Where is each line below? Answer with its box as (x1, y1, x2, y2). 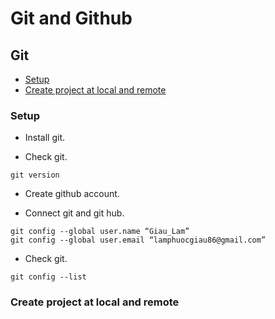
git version (10, 170, 60, 181)
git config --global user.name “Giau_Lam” (10, 227, 190, 237)
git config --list (10, 272, 87, 282)
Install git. (24, 132, 66, 144)
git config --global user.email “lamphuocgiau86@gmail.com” (10, 235, 267, 246)
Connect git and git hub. (24, 207, 125, 219)
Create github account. (24, 188, 120, 200)
